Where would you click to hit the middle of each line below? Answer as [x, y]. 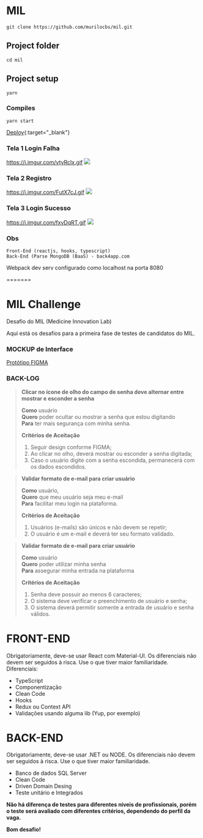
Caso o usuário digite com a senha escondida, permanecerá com [113, 460]
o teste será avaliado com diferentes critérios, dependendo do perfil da [98, 811]
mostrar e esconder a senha [58, 398]
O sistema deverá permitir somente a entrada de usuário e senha [112, 607]
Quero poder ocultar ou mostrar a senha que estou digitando [98, 417]
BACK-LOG [23, 379]
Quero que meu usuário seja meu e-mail [72, 497]
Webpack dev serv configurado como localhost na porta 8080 [85, 268]
